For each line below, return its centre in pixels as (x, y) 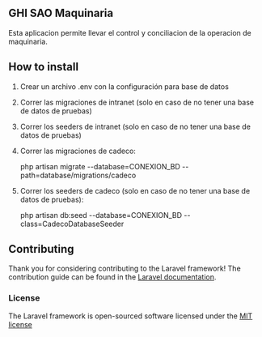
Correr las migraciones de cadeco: (78, 151)
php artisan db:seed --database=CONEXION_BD (101, 215)
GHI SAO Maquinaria (61, 13)
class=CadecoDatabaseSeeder (72, 224)
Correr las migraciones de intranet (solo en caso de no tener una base (137, 102)
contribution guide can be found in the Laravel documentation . (112, 277)
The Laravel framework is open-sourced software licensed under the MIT (131, 316)
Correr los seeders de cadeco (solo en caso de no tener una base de (135, 190)
